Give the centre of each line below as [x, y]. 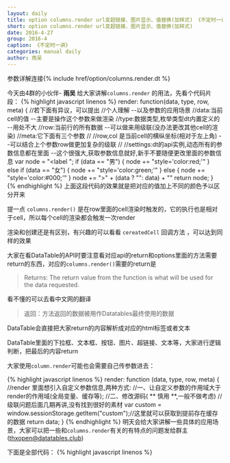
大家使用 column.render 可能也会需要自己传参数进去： [81, 365]
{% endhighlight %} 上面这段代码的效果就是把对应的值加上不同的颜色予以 [111, 186]
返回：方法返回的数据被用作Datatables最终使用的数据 [99, 313]
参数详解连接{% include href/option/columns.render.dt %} [89, 78]
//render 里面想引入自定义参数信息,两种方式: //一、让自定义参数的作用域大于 [114, 387]
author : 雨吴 [25, 58]
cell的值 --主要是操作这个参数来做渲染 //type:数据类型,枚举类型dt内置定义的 [114, 118]
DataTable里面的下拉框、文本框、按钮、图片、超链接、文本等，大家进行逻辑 [114, 342]
